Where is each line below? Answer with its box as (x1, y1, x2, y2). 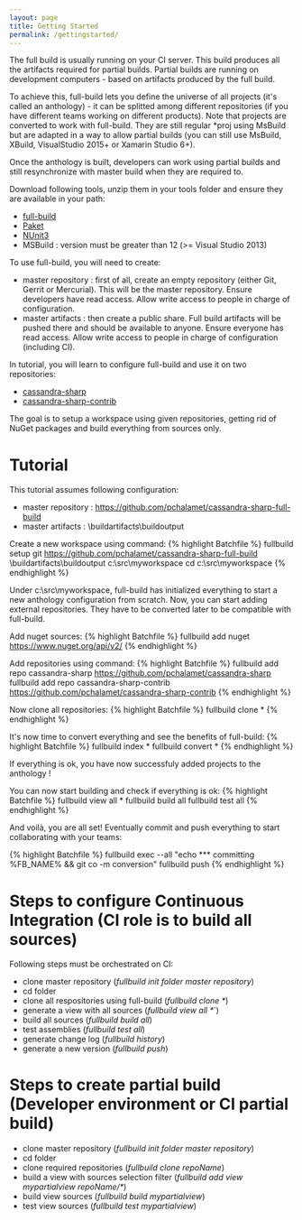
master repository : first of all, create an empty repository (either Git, (22, 274, 277, 285)
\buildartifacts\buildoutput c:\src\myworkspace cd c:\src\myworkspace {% (9, 558, 287, 568)
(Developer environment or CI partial (9, 1094, 289, 1114)
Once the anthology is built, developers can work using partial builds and (9, 157, 281, 168)
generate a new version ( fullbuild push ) (22, 1043, 169, 1054)
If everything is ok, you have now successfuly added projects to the (9, 759, 261, 770)
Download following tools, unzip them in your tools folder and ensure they (9, 184, 284, 195)
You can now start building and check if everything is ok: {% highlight (9, 786, 268, 797)
